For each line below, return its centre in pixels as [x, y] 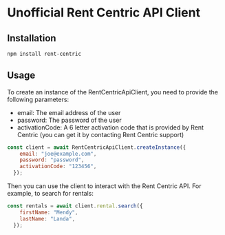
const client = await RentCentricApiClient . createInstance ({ [97, 147]
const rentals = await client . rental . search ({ [75, 206]
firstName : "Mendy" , [49, 212]
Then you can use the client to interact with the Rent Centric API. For [104, 186]
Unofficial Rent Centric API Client [104, 13]
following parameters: [38, 99]
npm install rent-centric [44, 54]
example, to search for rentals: [51, 194]
